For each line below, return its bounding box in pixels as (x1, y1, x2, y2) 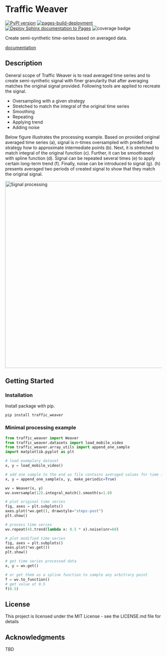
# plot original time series (5, 499, 66, 504)
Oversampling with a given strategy (12, 98, 85, 104)
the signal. (5, 88, 26, 94)
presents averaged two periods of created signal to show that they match (5, 165, 156, 171)
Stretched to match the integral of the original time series (12, 103, 130, 109)
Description (5, 59, 42, 68)
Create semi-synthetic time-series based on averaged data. (5, 35, 128, 41)
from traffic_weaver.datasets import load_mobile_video (5, 440, 123, 445)
